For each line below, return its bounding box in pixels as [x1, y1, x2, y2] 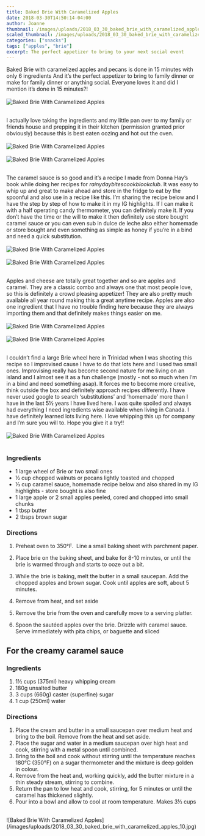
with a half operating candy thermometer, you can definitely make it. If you [6, 206, 194, 214]
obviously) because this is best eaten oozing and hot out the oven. [6, 129, 174, 137]
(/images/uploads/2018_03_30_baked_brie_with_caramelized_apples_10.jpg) [6, 823, 197, 830]
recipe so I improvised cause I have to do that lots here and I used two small [6, 360, 197, 367]
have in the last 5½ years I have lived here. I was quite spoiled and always [6, 399, 192, 407]
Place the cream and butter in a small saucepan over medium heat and [15, 726, 193, 734]
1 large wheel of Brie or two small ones [15, 468, 113, 475]
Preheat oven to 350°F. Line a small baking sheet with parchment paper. [15, 543, 198, 550]
